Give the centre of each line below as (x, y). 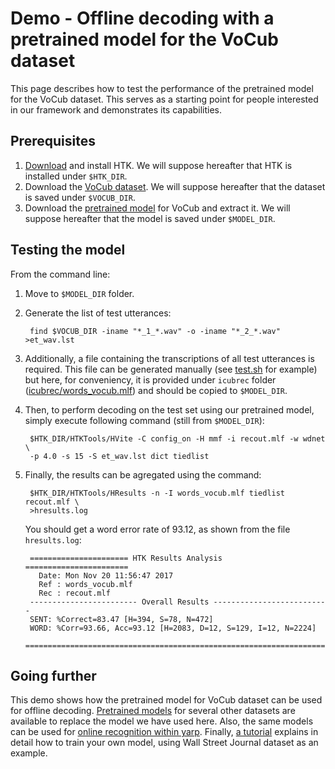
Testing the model (68, 250)
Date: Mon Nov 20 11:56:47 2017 (106, 575)
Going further (53, 675)
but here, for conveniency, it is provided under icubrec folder (150, 379)
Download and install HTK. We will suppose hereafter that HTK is (158, 165)
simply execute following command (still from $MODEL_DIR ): (144, 420)
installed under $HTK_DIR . (76, 176)
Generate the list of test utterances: (98, 313)
